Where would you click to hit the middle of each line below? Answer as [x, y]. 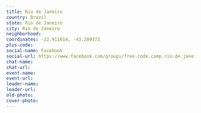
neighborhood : [24, 34]
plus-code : [20, 45]
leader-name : [22, 84]
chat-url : [19, 67]
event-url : [20, 78]
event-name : [21, 73]
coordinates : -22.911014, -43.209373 [53, 39]
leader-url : [21, 90]
